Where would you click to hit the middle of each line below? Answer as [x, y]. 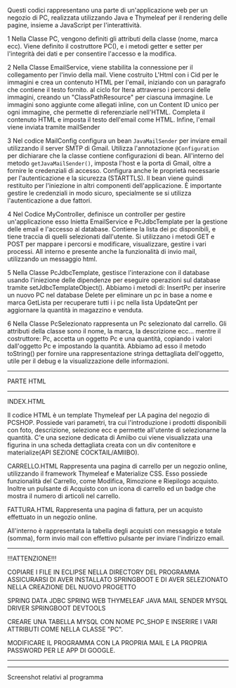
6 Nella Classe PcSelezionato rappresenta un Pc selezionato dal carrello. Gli [117, 324]
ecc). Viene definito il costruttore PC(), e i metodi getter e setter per [105, 46]
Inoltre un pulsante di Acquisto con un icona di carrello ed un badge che [112, 489]
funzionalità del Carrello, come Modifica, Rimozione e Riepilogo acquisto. [113, 481]
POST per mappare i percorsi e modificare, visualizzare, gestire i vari [107, 244]
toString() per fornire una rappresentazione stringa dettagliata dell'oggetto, [116, 353]
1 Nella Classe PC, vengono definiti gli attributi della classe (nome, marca [113, 39]
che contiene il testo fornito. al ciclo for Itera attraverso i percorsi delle [109, 90]
